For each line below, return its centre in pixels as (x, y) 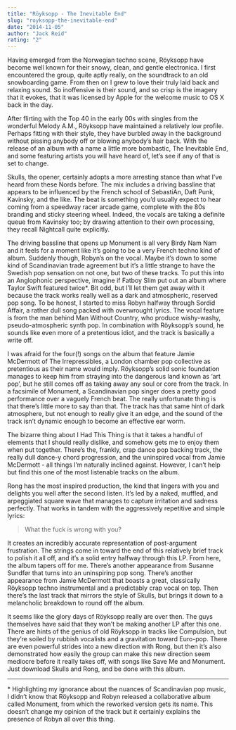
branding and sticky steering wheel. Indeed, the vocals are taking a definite (116, 215)
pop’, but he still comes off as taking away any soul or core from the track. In (118, 384)
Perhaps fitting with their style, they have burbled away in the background (114, 134)
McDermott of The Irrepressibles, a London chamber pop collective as (109, 361)
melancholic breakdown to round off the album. (76, 603)
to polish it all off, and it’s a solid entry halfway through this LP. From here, (114, 558)
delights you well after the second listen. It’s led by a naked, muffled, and (113, 493)
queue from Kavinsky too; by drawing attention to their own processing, (111, 222)
